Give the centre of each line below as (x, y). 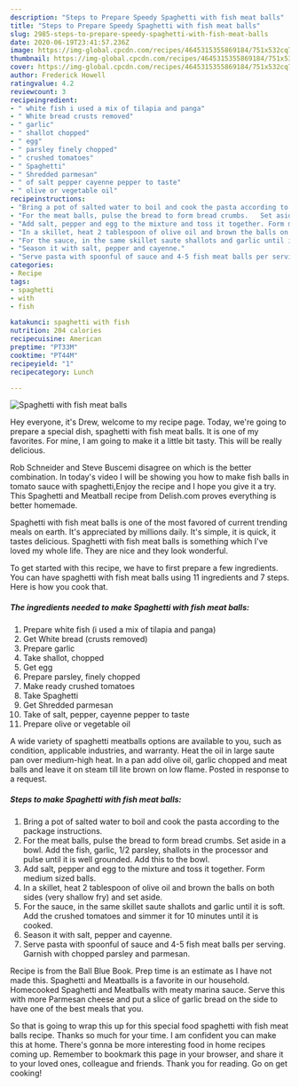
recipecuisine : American (56, 339)
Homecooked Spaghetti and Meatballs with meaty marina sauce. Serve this (148, 990)
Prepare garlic (49, 648)
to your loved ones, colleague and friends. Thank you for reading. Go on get (149, 1064)
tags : (20, 282)
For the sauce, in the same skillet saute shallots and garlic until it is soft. (154, 907)
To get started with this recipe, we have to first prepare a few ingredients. (144, 568)
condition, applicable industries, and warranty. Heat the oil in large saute (142, 750)
